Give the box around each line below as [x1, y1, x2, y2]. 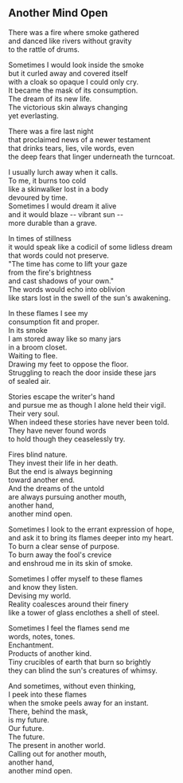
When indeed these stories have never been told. [8, 417, 169, 426]
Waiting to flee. [8, 350, 58, 360]
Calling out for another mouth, [8, 749, 107, 758]
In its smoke [8, 325, 48, 334]
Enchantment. [8, 640, 54, 650]
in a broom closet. [8, 342, 68, 352]
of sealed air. [8, 376, 51, 386]
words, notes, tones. [8, 631, 76, 641]
